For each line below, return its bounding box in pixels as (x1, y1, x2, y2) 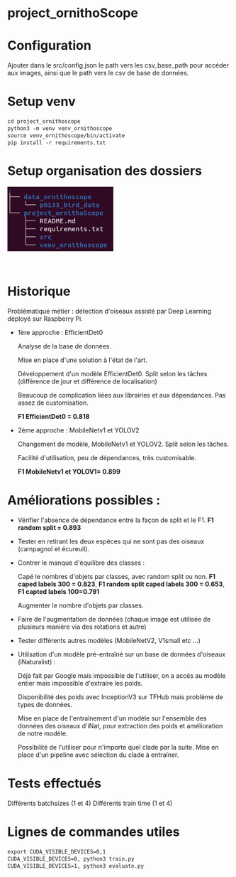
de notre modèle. (17, 729, 68, 738)
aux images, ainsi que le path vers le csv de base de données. (7, 69, 189, 78)
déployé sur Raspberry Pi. (7, 314, 84, 323)
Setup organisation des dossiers (7, 163, 203, 179)
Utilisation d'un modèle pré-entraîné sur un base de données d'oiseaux (17, 649, 226, 659)
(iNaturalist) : (17, 657, 56, 666)
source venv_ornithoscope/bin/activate (7, 132, 125, 139)
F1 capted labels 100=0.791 (17, 587, 100, 595)
